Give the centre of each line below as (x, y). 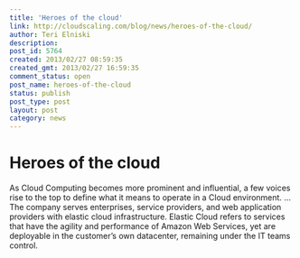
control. (24, 245)
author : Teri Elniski (50, 34)
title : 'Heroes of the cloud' (66, 18)
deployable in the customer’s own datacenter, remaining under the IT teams (150, 236)
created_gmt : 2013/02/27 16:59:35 (75, 69)
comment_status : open (50, 77)
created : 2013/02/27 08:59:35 (66, 60)
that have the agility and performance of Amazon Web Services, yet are (143, 226)
